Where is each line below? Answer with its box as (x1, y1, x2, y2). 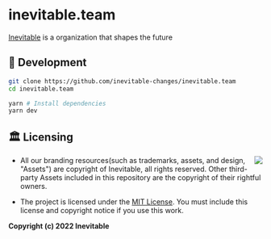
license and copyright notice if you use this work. (19, 206, 184, 216)
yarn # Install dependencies (8, 99, 106, 107)
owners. (19, 182, 48, 191)
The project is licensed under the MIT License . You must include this (19, 197, 248, 207)
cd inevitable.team (8, 85, 74, 93)
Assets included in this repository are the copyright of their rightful (40, 173, 261, 182)
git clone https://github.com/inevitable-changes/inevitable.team (8, 77, 236, 86)
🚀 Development (8, 56, 87, 69)
